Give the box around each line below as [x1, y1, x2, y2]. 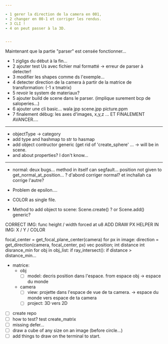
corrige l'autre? [12, 178, 44, 184]
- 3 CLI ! [5, 21, 26, 26]
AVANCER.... [12, 116, 38, 123]
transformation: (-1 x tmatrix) [12, 85, 72, 91]
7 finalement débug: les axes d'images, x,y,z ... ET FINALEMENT [12, 111, 145, 117]
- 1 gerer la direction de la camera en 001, [5, 12, 101, 17]
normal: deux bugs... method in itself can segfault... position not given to [12, 166, 162, 173]
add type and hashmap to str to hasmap [12, 136, 95, 142]
